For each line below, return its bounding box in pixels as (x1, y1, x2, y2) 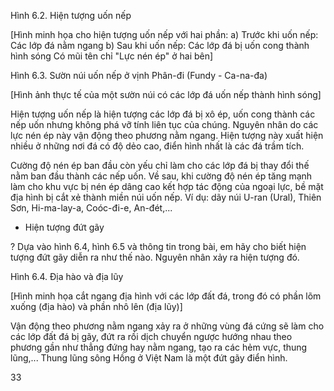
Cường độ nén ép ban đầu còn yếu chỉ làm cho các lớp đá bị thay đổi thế (10, 160, 310, 171)
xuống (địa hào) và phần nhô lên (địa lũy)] (10, 301, 183, 312)
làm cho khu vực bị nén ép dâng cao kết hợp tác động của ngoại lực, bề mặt (10, 181, 324, 192)
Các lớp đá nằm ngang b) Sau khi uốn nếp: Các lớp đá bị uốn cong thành (10, 40, 310, 51)
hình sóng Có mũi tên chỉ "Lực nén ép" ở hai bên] (10, 50, 214, 62)
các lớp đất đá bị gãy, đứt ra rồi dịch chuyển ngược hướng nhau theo (10, 331, 293, 342)
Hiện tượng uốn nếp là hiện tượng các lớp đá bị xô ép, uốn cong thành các (10, 108, 316, 120)
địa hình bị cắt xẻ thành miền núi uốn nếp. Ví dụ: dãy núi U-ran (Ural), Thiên (10, 191, 322, 203)
